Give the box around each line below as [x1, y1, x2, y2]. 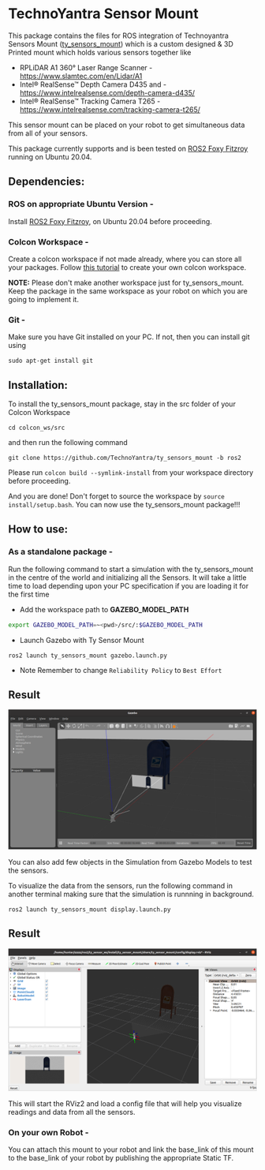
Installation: [8, 378, 69, 391]
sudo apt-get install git [8, 357, 93, 365]
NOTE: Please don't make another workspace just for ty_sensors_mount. [8, 278, 244, 287]
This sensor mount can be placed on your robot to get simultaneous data [8, 120, 245, 129]
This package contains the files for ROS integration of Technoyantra [8, 31, 229, 40]
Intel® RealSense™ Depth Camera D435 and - [19, 80, 167, 89]
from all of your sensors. [8, 128, 88, 138]
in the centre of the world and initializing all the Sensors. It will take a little [8, 573, 247, 582]
